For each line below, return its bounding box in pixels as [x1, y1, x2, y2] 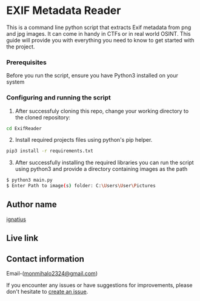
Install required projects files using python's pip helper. [15, 136, 153, 144]
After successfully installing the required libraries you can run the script [15, 159, 194, 167]
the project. [6, 43, 35, 50]
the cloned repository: [15, 113, 71, 121]
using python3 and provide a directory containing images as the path [15, 165, 188, 173]
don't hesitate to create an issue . [6, 288, 88, 296]
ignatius [6, 216, 26, 223]
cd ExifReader [6, 125, 42, 131]
